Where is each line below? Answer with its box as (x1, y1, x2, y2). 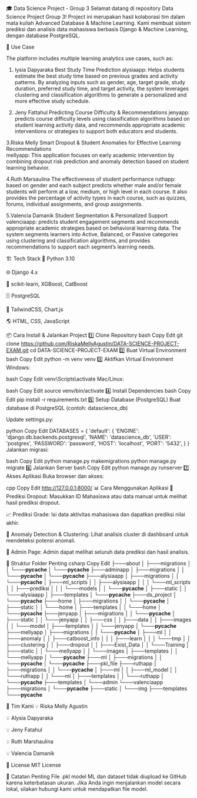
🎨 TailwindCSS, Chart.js (6, 306, 64, 313)
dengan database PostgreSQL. (6, 32, 81, 39)
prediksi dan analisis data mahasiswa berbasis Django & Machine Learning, (6, 26, 189, 32)
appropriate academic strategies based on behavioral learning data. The (6, 224, 181, 231)
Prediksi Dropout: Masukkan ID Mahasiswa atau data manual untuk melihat (6, 493, 187, 499)
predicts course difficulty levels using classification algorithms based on (14, 115, 190, 122)
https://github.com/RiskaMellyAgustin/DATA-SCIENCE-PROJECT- (21, 340, 179, 347)
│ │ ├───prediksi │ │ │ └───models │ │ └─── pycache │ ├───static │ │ (6, 585, 188, 592)
